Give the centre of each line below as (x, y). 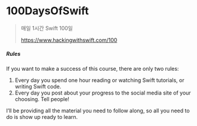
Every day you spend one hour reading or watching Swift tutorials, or (99, 80)
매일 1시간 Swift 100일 (47, 28)
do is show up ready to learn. (42, 116)
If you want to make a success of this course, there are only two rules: (93, 68)
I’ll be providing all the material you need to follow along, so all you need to (98, 111)
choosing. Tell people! (42, 99)
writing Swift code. (38, 86)
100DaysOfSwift (48, 11)
